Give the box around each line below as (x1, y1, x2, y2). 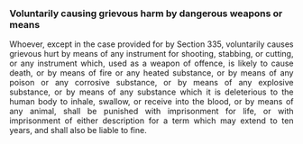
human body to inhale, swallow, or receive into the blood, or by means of (9, 96, 294, 107)
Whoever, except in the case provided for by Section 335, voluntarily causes (9, 39, 294, 49)
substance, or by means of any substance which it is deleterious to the (9, 86, 294, 97)
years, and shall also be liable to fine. (9, 125, 147, 136)
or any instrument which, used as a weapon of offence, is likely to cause (9, 58, 294, 69)
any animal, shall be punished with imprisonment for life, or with (9, 106, 294, 117)
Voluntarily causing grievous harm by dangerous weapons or (9, 7, 283, 20)
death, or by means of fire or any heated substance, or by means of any (9, 67, 294, 78)
